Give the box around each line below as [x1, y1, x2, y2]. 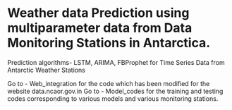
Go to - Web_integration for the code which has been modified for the [7, 79, 210, 87]
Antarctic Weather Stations [7, 66, 86, 74]
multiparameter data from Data [7, 20, 193, 36]
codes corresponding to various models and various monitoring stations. [7, 94, 219, 103]
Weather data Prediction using [7, 5, 190, 21]
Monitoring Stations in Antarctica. [7, 35, 211, 51]
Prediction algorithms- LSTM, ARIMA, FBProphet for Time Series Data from [7, 58, 226, 66]
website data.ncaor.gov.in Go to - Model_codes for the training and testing [7, 87, 224, 95]
